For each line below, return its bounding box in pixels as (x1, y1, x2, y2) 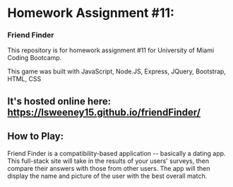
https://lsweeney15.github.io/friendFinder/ (7, 106, 201, 118)
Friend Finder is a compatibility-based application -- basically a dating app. (7, 149, 226, 157)
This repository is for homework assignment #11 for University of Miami (7, 46, 215, 54)
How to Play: (7, 131, 64, 143)
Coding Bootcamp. (7, 54, 62, 62)
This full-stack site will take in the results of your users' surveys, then (7, 157, 210, 165)
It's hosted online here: (7, 95, 112, 107)
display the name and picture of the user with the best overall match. (7, 171, 208, 180)
